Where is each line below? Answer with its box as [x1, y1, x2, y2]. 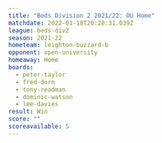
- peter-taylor [15, 71, 66, 79]
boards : [8, 64, 34, 71]
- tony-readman [15, 85, 66, 94]
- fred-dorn [15, 78, 56, 86]
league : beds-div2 [8, 26, 69, 34]
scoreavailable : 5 [8, 122, 69, 130]
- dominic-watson [15, 93, 73, 101]
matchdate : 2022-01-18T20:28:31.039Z [8, 19, 134, 27]
